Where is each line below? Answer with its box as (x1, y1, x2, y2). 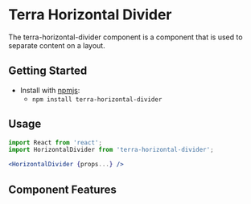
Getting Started (8, 64, 88, 78)
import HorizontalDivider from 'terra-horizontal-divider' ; (8, 146, 215, 154)
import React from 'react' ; (8, 138, 103, 146)
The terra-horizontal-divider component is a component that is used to (8, 32, 243, 42)
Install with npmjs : (19, 85, 80, 95)
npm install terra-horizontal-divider (31, 95, 163, 104)
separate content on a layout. (8, 40, 106, 50)
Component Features (8, 182, 117, 196)
